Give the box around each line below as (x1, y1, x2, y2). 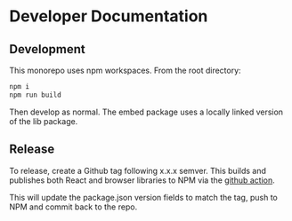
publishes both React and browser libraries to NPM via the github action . (9, 175, 276, 185)
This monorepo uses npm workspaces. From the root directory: (9, 65, 242, 75)
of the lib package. (9, 115, 78, 126)
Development (9, 42, 86, 57)
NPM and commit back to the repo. (9, 201, 138, 212)
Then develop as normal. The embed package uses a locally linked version (9, 107, 283, 117)
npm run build (9, 91, 62, 99)
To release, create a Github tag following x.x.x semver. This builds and (9, 165, 267, 176)
